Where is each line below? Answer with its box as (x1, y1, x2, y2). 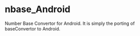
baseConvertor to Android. (5, 25, 60, 31)
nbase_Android (5, 4, 71, 15)
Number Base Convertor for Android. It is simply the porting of (5, 20, 135, 26)
